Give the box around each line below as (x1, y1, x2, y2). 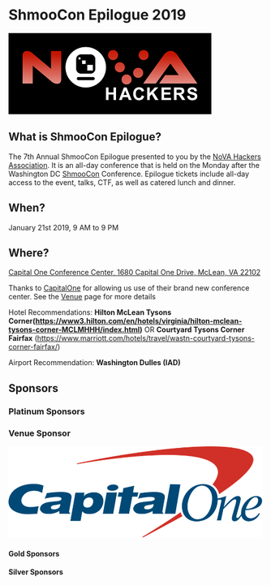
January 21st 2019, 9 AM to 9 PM (8, 222, 119, 232)
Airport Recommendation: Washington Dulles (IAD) (8, 358, 181, 368)
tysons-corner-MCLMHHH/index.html (8, 325, 140, 334)
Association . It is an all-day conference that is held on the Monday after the (8, 160, 260, 170)
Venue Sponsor (8, 428, 71, 439)
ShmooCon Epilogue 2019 (8, 6, 187, 24)
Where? (8, 246, 49, 260)
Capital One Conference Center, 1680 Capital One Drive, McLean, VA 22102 (8, 268, 261, 277)
